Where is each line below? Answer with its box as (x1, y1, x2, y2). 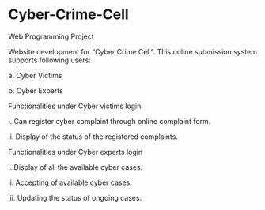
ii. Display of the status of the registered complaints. (8, 132, 178, 141)
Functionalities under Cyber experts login (8, 147, 143, 156)
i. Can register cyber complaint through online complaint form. (8, 116, 211, 126)
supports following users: (8, 55, 91, 65)
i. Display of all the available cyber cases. (8, 162, 143, 171)
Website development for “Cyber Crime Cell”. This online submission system (8, 47, 257, 56)
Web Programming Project (8, 32, 95, 41)
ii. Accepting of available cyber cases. (8, 178, 133, 187)
